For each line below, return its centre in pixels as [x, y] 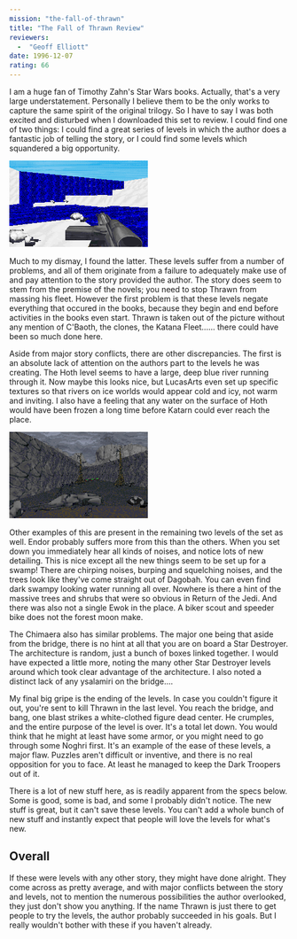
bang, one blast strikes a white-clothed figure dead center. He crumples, [142, 717]
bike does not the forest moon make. [76, 617]
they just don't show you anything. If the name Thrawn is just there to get [143, 906]
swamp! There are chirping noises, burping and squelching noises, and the [146, 570]
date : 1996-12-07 [41, 56]
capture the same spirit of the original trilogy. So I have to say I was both [141, 110]
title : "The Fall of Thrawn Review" [77, 28]
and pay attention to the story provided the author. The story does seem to [145, 280]
